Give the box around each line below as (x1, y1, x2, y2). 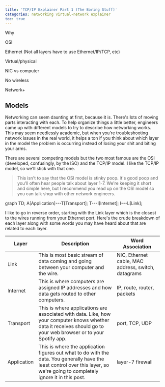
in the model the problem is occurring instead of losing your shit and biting (5, 141, 156, 147)
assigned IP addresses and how (38, 284, 112, 291)
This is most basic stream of (38, 252, 104, 259)
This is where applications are (38, 304, 108, 311)
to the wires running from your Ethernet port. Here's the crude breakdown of (5, 215, 160, 221)
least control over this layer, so (38, 362, 110, 369)
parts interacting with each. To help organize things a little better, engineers (5, 119, 158, 125)
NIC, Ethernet (117, 252, 148, 259)
